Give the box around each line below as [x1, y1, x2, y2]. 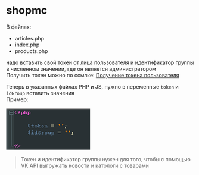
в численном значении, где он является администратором [6, 65, 157, 72]
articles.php [14, 35, 45, 42]
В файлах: [6, 23, 32, 30]
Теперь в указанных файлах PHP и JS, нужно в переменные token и [6, 83, 179, 90]
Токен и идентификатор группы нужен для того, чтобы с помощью [20, 155, 191, 162]
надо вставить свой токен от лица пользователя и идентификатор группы [6, 59, 194, 66]
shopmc [6, 4, 48, 17]
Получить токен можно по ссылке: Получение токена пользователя [6, 71, 180, 79]
